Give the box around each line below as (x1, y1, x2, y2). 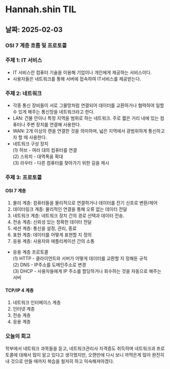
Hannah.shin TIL (5, 4, 77, 15)
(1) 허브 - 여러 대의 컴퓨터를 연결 (12, 147, 78, 153)
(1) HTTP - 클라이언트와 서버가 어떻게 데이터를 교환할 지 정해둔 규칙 (12, 256, 148, 262)
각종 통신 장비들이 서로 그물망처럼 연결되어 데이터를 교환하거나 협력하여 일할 (12, 102, 164, 108)
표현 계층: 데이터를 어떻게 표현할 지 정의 (12, 232, 92, 238)
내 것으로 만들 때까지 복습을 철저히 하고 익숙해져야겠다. (5, 358, 114, 364)
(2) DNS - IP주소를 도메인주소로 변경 (12, 262, 86, 268)
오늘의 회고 (5, 333, 31, 340)
